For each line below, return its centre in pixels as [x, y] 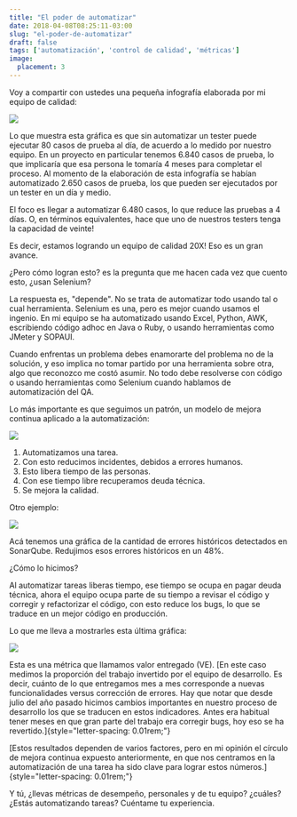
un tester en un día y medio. [60, 192]
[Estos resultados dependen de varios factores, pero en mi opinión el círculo [148, 748]
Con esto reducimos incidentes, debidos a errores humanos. [133, 461]
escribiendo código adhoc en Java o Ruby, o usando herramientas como [142, 327]
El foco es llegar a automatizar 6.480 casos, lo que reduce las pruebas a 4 [145, 209]
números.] [248, 766]
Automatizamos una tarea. [70, 452]
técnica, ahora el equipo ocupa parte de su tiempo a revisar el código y [140, 594]
